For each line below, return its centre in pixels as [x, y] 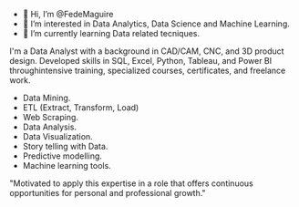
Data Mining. [46, 98]
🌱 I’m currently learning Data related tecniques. [111, 33]
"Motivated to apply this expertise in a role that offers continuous [131, 183]
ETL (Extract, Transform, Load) [81, 108]
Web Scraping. [51, 117]
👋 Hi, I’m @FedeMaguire [68, 14]
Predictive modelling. [62, 156]
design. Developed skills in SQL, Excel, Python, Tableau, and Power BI [141, 61]
